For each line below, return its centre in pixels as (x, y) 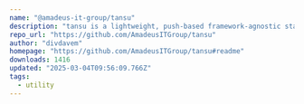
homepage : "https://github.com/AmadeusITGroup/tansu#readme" (127, 52)
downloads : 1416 (40, 60)
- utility (36, 85)
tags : (19, 77)
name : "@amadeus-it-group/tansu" (72, 18)
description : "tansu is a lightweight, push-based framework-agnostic (145, 26)
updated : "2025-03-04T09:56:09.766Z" (81, 69)
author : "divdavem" (46, 43)
